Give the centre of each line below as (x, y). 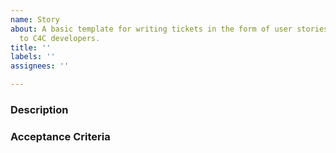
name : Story (35, 19)
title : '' (31, 47)
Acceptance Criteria (60, 136)
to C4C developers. (60, 38)
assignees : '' (40, 66)
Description (39, 109)
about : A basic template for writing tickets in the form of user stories (169, 29)
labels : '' (33, 57)
